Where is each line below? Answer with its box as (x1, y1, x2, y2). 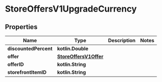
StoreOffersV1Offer (57, 53, 103, 60)
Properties (5, 23, 38, 31)
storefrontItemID (7, 69, 47, 76)
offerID (7, 61, 24, 67)
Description (108, 37, 136, 44)
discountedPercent (7, 45, 53, 52)
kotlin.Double (57, 45, 88, 52)
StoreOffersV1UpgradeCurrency (5, 3, 137, 15)
